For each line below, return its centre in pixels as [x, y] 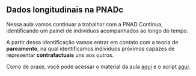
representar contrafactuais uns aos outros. [60, 55]
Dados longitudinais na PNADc [65, 10]
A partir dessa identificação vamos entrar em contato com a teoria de [92, 42]
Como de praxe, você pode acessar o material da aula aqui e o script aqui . [98, 66]
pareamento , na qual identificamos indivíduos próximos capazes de [90, 48]
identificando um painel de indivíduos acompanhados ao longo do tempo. [97, 31]
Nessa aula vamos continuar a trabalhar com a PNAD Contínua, [85, 24]
